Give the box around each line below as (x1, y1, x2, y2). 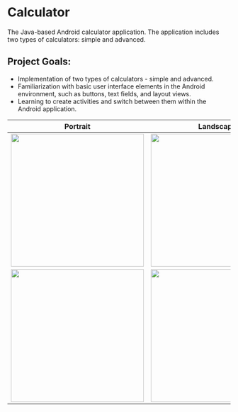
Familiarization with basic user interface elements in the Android (17, 82, 205, 91)
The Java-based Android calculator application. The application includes (7, 28, 220, 36)
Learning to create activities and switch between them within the (17, 97, 207, 105)
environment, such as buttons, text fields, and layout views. (17, 89, 191, 98)
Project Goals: (7, 56, 72, 68)
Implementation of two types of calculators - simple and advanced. (17, 74, 214, 83)
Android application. (17, 104, 77, 113)
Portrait (64, 121, 91, 131)
